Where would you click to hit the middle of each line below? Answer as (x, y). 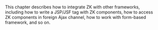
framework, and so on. (28, 22)
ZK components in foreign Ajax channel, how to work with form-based (76, 17)
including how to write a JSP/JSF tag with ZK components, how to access (79, 12)
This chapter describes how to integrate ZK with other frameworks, (72, 7)
